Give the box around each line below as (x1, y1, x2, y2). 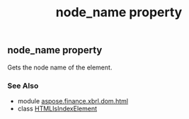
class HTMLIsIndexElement (17, 104, 98, 113)
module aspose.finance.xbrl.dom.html (17, 96, 129, 105)
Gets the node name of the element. (7, 63, 113, 72)
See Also (7, 81, 39, 91)
